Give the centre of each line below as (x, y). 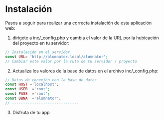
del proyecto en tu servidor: (41, 43)
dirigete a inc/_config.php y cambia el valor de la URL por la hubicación (86, 38)
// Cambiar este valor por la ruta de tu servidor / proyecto (71, 61)
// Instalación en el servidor (38, 52)
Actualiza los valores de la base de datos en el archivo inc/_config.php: (85, 71)
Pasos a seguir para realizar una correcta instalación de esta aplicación (79, 23)
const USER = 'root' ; (28, 89)
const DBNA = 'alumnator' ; (33, 98)
